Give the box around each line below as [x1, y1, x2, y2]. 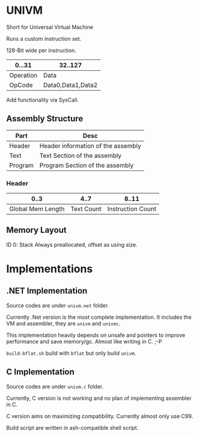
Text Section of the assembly [39, 151, 122, 160]
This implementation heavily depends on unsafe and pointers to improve [6, 331, 185, 339]
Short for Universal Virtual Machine [6, 23, 93, 31]
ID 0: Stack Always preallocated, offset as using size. [6, 241, 138, 248]
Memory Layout [6, 225, 67, 235]
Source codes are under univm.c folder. [6, 382, 104, 390]
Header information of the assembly [39, 142, 141, 150]
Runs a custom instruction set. [6, 35, 82, 42]
